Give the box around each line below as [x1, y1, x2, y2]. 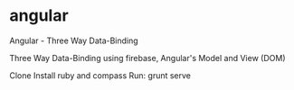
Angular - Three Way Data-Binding [9, 35, 138, 46]
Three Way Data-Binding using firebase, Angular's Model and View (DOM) [9, 52, 286, 63]
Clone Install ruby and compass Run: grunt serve [9, 69, 192, 81]
